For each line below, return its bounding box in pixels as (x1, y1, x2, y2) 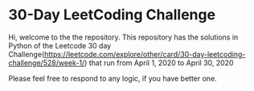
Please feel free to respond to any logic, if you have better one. (8, 73, 217, 83)
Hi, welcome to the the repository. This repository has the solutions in (8, 32, 239, 42)
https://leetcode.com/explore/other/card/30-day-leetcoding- (43, 49, 246, 59)
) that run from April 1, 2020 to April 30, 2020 (84, 58, 234, 68)
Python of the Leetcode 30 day (8, 40, 112, 50)
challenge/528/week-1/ (8, 58, 85, 68)
